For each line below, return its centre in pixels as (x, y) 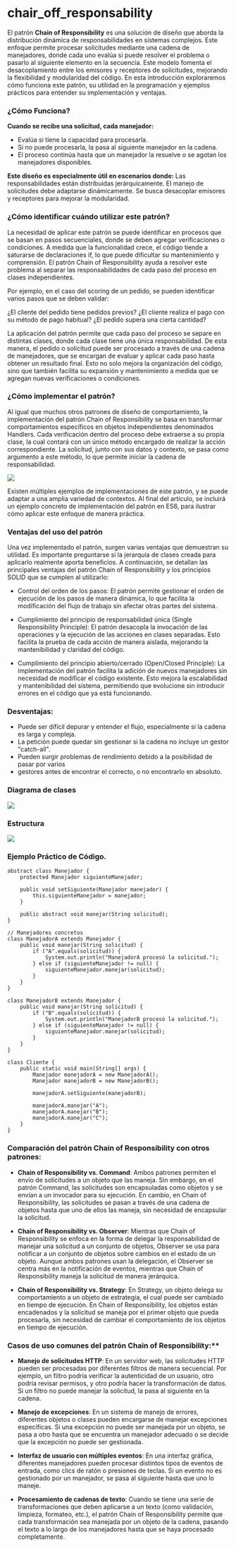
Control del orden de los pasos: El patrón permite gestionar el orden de (120, 591)
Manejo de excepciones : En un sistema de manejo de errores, (108, 1412)
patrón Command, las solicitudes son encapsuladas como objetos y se (120, 1187)
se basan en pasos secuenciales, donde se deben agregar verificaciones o (116, 240)
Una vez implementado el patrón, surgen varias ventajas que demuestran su (118, 548)
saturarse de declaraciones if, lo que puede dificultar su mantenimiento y (113, 255)
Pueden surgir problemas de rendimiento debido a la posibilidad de (115, 757)
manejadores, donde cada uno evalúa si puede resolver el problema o (108, 55)
